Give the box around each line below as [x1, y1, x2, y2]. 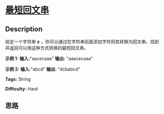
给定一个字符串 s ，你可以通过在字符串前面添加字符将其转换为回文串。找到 [5, 38, 159, 44]
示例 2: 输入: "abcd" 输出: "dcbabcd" [5, 66, 80, 72]
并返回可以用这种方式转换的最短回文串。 [5, 45, 88, 50]
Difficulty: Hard [5, 86, 38, 91]
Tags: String [5, 76, 31, 82]
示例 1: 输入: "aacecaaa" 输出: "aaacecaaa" [5, 55, 93, 61]
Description [5, 24, 42, 33]
